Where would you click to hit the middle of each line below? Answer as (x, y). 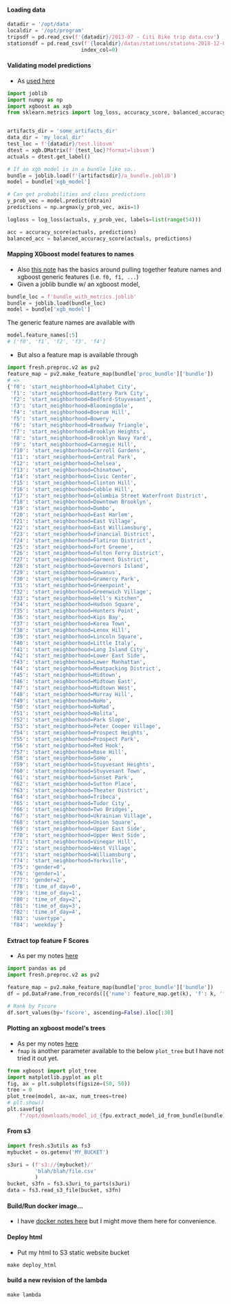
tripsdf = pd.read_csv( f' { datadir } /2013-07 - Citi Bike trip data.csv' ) (113, 37)
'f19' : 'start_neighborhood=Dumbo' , (63, 509)
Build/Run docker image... (45, 1205)
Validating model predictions (49, 65)
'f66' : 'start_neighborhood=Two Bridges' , (72, 810)
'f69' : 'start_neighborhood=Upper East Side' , (78, 829)
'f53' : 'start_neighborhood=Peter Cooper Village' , (86, 726)
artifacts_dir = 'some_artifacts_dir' (63, 131)
